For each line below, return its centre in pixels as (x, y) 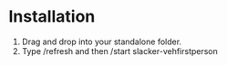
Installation (52, 17)
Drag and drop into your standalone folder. (102, 42)
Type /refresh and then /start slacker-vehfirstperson (119, 51)
